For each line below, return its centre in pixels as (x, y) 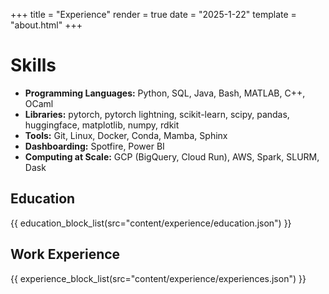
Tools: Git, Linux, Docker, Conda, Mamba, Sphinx (126, 135)
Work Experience (65, 254)
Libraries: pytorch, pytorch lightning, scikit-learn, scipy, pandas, (157, 114)
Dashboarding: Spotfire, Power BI (94, 146)
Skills (33, 65)
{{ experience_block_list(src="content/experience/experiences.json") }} (158, 278)
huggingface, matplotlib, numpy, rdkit (102, 125)
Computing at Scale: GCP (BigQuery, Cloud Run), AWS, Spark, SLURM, (172, 156)
